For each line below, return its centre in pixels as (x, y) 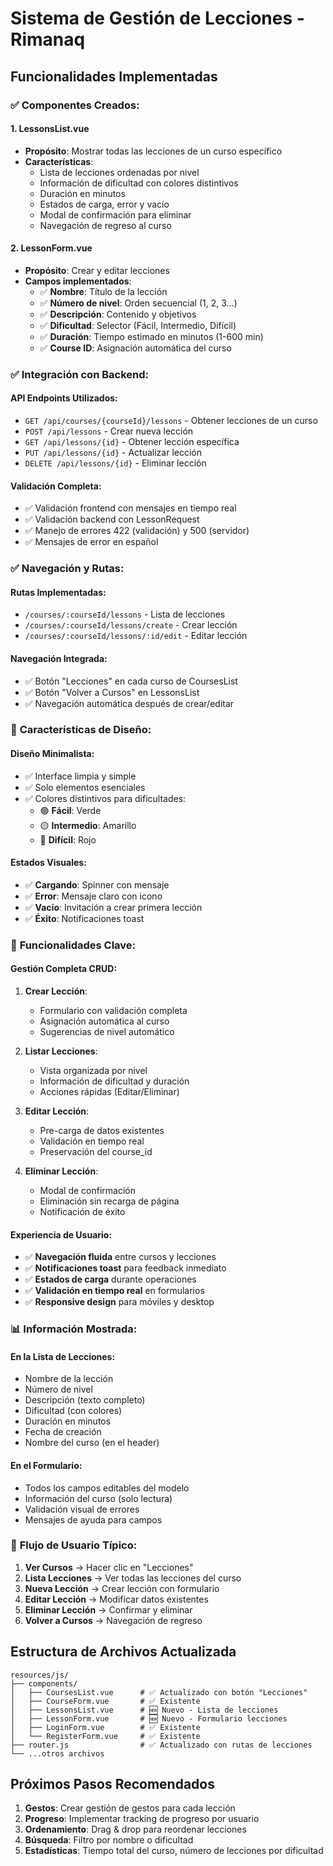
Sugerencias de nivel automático (107, 1032)
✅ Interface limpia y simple (80, 776)
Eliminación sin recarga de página (109, 1201)
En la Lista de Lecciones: (63, 1356)
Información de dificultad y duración (114, 1081)
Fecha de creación (63, 1432)
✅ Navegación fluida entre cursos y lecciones (120, 1257)
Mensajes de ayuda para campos (93, 1519)
